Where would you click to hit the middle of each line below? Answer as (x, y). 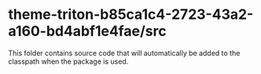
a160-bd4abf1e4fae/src (87, 31)
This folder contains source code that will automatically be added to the (124, 53)
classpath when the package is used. (68, 61)
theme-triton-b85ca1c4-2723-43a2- (131, 15)
